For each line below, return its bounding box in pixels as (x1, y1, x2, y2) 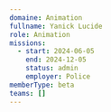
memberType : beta (9, 80, 75, 89)
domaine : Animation (9, 13, 83, 23)
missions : (9, 38, 47, 48)
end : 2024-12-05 (25, 55, 88, 64)
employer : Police (25, 72, 91, 81)
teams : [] (9, 89, 47, 98)
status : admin (25, 64, 79, 73)
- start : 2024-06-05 (17, 47, 95, 56)
